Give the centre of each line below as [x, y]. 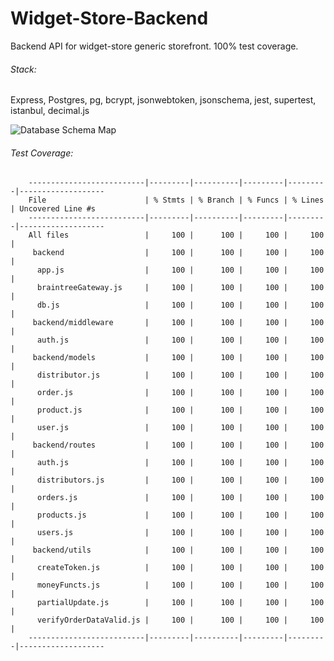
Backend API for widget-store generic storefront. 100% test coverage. [154, 46]
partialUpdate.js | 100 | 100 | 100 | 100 [180, 603]
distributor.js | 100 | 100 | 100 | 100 [180, 375]
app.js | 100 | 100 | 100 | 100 [180, 270]
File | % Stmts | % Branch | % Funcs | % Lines [176, 200]
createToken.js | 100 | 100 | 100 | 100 [180, 568]
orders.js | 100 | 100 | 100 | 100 [180, 498]
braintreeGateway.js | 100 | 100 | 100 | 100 [180, 288]
